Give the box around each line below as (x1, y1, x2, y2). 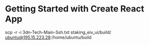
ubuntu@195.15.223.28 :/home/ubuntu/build (5, 34, 92, 40)
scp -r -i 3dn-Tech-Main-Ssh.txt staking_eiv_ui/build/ (5, 29, 112, 35)
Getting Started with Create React (5, 3, 145, 14)
